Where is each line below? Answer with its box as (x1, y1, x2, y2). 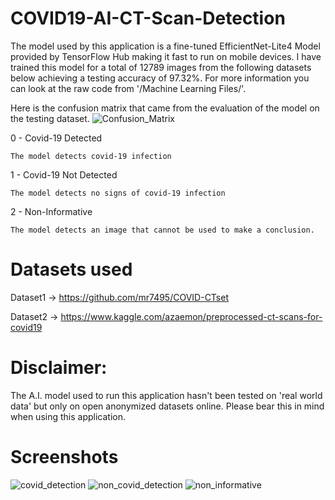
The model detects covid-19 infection (10, 151, 172, 161)
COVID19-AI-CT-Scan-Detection (10, 7, 286, 30)
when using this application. (10, 410, 126, 422)
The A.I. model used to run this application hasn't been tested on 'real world (10, 389, 323, 401)
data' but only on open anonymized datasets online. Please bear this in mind (10, 400, 325, 412)
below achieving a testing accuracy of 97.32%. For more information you (10, 72, 310, 84)
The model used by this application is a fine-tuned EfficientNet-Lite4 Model (10, 40, 321, 52)
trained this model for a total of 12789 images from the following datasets (10, 61, 312, 73)
